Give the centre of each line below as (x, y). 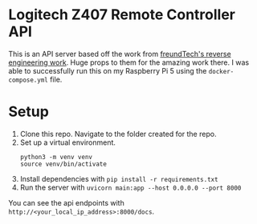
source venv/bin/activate (63, 164)
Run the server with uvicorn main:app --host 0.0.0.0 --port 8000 (131, 187)
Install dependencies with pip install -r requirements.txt (119, 178)
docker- (221, 71)
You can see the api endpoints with (66, 202)
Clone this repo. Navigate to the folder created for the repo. (118, 134)
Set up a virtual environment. (68, 142)
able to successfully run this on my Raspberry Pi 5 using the (108, 70)
